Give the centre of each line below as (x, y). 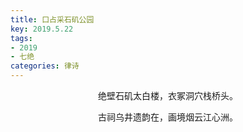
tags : (21, 38)
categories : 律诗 (45, 66)
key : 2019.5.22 (42, 29)
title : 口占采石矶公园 (52, 19)
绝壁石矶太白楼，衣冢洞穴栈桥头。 (168, 95)
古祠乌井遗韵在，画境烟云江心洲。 (168, 117)
